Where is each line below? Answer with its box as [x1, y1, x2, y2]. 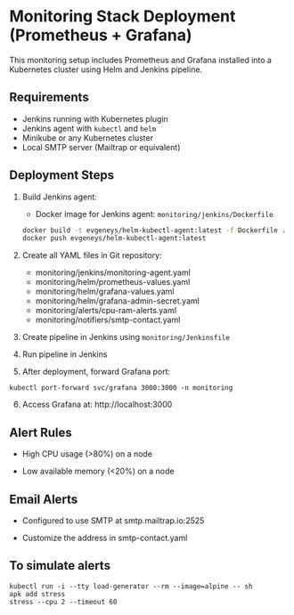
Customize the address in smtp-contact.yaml [21, 532, 188, 543]
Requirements [9, 90, 89, 105]
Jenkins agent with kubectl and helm [21, 123, 157, 134]
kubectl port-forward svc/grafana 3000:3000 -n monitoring [9, 384, 233, 392]
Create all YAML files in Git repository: [21, 250, 162, 261]
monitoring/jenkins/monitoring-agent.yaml [35, 267, 192, 278]
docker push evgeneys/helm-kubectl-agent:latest [21, 234, 207, 243]
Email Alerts [9, 491, 78, 506]
